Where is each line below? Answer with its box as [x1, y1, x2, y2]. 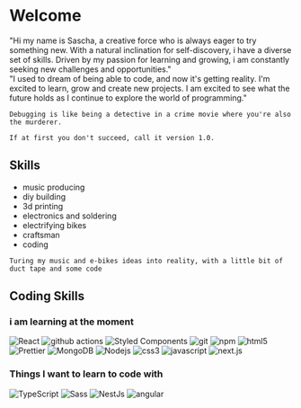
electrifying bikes [22, 219, 87, 230]
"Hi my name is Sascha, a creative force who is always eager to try [9, 35, 257, 46]
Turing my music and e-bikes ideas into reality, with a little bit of [9, 256, 283, 265]
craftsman [22, 229, 60, 240]
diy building [22, 191, 66, 202]
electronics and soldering [22, 210, 117, 221]
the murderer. [9, 118, 63, 127]
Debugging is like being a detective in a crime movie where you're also [9, 110, 292, 119]
